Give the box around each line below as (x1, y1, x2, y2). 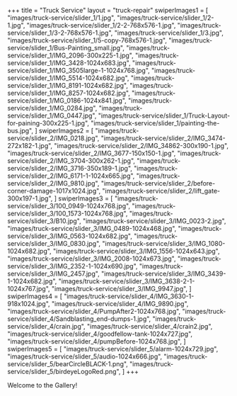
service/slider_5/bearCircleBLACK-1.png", (7, 360, 129, 368)
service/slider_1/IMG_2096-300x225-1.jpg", (7, 51, 134, 60)
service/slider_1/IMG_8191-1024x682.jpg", (7, 81, 129, 89)
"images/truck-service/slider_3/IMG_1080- (102, 239, 226, 247)
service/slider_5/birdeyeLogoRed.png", (7, 368, 121, 375)
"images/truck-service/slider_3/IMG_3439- (101, 269, 226, 278)
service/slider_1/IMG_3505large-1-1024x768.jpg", (7, 67, 150, 74)
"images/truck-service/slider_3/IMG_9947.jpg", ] (52, 285, 192, 293)
